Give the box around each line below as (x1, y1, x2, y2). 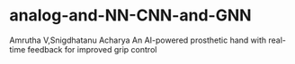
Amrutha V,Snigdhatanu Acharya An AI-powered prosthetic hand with (9, 35, 267, 45)
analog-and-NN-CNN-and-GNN (9, 5, 252, 26)
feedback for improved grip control (27, 44, 157, 54)
